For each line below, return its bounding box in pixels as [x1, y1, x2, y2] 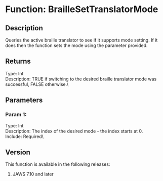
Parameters [5, 96, 43, 105]
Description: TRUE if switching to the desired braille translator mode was [5, 76, 157, 82]
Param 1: [5, 111, 27, 118]
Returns [5, 57, 31, 66]
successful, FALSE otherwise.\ [5, 81, 69, 87]
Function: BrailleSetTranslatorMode [5, 4, 158, 15]
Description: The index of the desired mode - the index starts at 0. [5, 128, 143, 134]
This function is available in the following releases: [5, 161, 110, 167]
